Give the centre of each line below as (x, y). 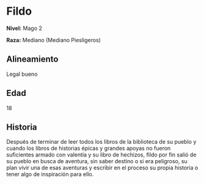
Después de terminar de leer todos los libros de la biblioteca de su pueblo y (101, 142)
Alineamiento (32, 59)
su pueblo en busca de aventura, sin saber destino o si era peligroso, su (97, 161)
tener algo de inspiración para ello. (50, 174)
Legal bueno (22, 74)
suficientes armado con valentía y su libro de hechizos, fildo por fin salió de (101, 155)
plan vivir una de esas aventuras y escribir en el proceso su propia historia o (102, 168)
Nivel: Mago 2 (24, 28)
